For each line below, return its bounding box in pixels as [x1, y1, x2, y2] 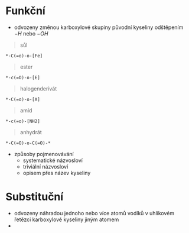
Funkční [5, 4, 45, 18]
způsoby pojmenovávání [14, 150, 74, 157]
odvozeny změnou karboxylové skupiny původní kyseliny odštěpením [14, 24, 184, 31]
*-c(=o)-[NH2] [5, 118, 41, 124]
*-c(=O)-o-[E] [5, 75, 41, 80]
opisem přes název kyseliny [22, 169, 91, 176]
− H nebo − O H [14, 30, 48, 37]
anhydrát [19, 128, 42, 135]
